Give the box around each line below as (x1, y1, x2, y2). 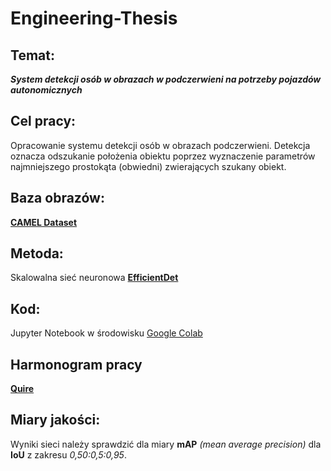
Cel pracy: (10, 113, 77, 130)
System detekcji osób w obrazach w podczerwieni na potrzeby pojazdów (10, 73, 322, 85)
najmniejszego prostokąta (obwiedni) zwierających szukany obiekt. (10, 160, 287, 172)
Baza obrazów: (10, 190, 105, 207)
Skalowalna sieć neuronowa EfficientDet (10, 272, 179, 284)
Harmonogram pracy (10, 356, 143, 373)
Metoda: (10, 245, 64, 262)
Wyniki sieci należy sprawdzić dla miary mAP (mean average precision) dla (10, 438, 322, 450)
